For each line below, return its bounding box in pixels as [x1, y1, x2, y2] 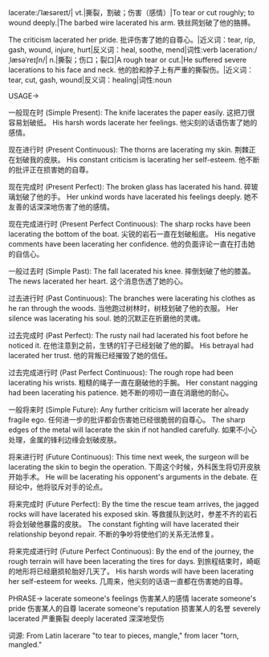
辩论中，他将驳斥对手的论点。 [8, 482, 107, 492]
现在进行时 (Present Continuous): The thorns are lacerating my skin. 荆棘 [8, 145, 249, 154]
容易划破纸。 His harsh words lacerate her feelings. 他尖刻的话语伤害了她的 [8, 118, 258, 127]
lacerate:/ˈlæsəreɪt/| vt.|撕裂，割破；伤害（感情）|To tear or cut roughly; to [8, 8, 255, 17]
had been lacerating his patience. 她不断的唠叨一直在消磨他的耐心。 [8, 388, 234, 397]
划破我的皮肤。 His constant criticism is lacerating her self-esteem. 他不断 [14, 155, 260, 164]
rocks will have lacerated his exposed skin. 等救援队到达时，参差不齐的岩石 [8, 509, 258, 519]
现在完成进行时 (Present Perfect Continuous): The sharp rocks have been [8, 219, 251, 228]
